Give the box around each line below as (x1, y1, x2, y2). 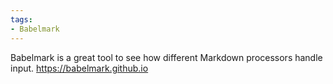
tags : (10, 14, 33, 25)
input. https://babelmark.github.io (10, 62, 149, 74)
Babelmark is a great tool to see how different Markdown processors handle (10, 51, 323, 63)
